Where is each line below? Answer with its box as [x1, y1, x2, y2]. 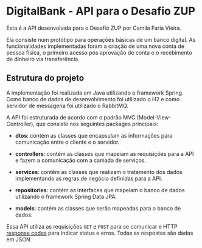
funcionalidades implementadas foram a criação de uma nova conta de [6, 42, 184, 50]
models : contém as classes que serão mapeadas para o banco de [15, 204, 181, 212]
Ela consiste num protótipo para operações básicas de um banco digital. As [6, 36, 196, 43]
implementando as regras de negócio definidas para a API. [15, 175, 162, 182]
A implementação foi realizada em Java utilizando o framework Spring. [6, 89, 184, 96]
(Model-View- [136, 113, 172, 121]
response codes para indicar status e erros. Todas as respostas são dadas [6, 229, 193, 236]
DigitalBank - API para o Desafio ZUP [6, 4, 196, 18]
